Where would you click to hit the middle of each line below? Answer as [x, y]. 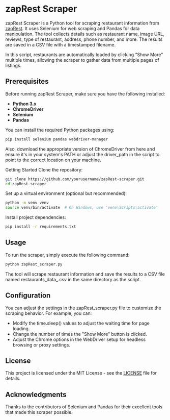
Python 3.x [24, 104]
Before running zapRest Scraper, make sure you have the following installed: [85, 94]
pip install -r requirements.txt [41, 227]
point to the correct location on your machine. [53, 160]
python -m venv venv [27, 203]
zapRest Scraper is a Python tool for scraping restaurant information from [82, 23]
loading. [21, 328]
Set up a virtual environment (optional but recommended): [66, 193]
